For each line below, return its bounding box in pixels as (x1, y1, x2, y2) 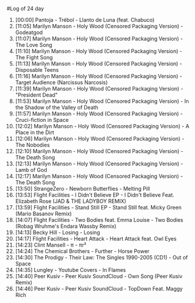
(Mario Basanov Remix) (15, 210, 72, 217)
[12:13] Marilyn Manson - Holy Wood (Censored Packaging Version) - (15, 160, 183, 167)
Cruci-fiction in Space (15, 116, 69, 123)
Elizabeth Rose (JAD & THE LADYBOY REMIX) (15, 198, 127, 205)
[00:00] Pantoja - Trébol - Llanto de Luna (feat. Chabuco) (15, 16, 155, 23)
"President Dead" (15, 91, 58, 98)
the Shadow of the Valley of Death (15, 104, 99, 111)
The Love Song (15, 41, 52, 48)
